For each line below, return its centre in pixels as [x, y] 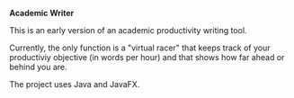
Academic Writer [42, 13]
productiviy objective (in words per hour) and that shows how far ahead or [147, 57]
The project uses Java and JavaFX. [75, 84]
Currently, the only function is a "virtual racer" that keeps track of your [140, 48]
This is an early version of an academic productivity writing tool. [128, 30]
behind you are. [38, 67]
